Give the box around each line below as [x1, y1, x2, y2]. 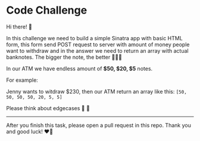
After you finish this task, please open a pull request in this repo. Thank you [6, 121, 192, 129]
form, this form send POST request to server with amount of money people [6, 41, 190, 48]
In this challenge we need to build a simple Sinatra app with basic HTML [6, 34, 183, 41]
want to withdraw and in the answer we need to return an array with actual [6, 47, 189, 54]
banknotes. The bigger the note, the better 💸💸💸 [6, 53, 122, 60]
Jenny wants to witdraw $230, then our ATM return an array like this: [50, [6, 88, 187, 95]
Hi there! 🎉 [6, 23, 33, 30]
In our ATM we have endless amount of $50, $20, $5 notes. [6, 65, 153, 72]
